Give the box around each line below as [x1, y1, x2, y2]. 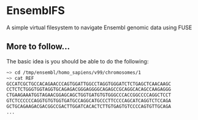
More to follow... [6, 41, 70, 52]
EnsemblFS [6, 4, 66, 18]
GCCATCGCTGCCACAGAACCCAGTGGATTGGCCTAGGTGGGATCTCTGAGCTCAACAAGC [6, 80, 172, 87]
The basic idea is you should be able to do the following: [6, 57, 149, 65]
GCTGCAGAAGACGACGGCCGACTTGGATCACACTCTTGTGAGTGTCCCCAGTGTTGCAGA [6, 104, 172, 110]
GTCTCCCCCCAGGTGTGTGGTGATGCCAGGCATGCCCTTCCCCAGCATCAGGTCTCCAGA [6, 98, 172, 104]
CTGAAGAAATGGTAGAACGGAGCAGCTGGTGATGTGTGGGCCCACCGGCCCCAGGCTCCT [6, 92, 172, 98]
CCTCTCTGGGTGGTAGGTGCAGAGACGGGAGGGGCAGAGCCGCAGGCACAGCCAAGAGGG [6, 86, 172, 93]
